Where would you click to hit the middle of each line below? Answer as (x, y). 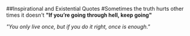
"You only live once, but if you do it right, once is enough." (78, 27)
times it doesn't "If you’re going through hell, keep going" (79, 15)
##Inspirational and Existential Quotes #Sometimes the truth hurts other (95, 9)
